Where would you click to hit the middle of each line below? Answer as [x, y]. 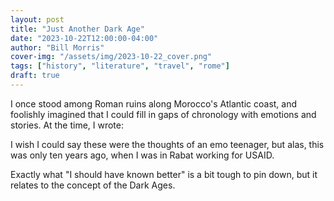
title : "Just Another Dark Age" [77, 29]
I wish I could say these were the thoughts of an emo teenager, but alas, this [167, 144]
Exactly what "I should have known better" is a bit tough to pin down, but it [164, 174]
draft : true [35, 76]
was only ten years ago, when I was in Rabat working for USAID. [142, 155]
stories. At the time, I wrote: [67, 125]
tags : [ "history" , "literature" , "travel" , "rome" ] [120, 66]
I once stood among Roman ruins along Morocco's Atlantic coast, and [154, 103]
